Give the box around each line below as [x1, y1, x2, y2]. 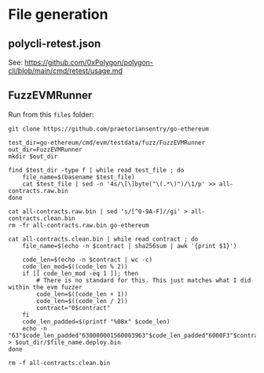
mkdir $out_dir [8, 152, 58, 161]
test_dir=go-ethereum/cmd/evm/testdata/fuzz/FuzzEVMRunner [8, 138, 206, 146]
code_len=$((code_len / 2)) [36, 297, 128, 305]
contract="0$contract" [36, 304, 111, 312]
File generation [8, 6, 108, 24]
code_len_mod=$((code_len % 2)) [22, 262, 128, 271]
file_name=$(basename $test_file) [22, 173, 135, 181]
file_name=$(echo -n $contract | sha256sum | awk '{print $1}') [22, 242, 237, 249]
